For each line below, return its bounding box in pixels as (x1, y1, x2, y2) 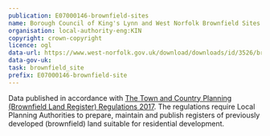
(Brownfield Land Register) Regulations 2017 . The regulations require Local (8, 102, 256, 111)
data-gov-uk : (8, 57, 52, 65)
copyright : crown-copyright (8, 34, 103, 42)
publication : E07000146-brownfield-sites (8, 11, 149, 20)
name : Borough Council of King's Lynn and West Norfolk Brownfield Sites (8, 19, 261, 27)
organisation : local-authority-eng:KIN (8, 26, 142, 34)
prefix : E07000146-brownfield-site (8, 71, 128, 79)
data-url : (8, 49, 42, 57)
